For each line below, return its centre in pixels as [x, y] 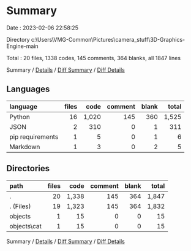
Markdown [25, 147]
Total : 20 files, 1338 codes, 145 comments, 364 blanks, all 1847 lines [94, 58]
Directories [28, 168]
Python [20, 117]
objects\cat [25, 226]
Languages [28, 89]
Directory [18, 39]
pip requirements [34, 137]
